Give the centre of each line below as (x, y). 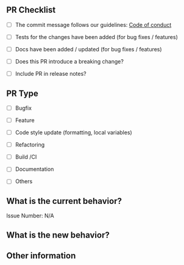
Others (24, 181)
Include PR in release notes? (51, 74)
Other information (41, 256)
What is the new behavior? (58, 235)
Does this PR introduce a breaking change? (69, 61)
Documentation (34, 169)
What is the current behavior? (64, 201)
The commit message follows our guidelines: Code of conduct (93, 24)
